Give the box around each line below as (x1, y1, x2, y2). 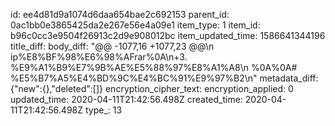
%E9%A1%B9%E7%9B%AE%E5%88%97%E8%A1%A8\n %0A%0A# (10, 62, 298, 73)
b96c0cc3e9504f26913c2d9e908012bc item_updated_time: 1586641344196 (10, 30, 326, 41)
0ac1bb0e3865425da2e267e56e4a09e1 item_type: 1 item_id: (10, 19, 261, 31)
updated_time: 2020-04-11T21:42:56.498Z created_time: (10, 94, 243, 105)
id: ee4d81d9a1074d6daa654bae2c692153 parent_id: (10, 9, 230, 20)
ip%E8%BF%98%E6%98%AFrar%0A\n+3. (10, 51, 188, 63)
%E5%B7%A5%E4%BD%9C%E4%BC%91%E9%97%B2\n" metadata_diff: (10, 72, 319, 84)
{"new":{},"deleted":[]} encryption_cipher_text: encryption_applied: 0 (10, 83, 294, 94)
